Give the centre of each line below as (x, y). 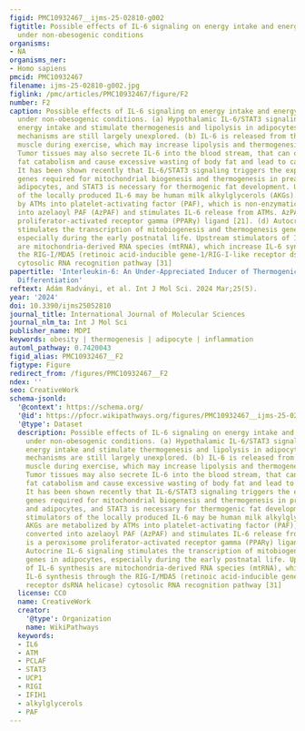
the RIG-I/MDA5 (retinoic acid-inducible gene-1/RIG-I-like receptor (152, 255)
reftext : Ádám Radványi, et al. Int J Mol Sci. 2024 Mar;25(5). (133, 289)
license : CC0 (42, 594)
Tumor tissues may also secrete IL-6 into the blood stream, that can (154, 153)
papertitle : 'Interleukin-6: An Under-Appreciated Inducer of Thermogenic (154, 272)
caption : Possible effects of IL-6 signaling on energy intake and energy (154, 111)
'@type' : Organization (69, 619)
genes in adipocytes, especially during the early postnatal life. (156, 559)
